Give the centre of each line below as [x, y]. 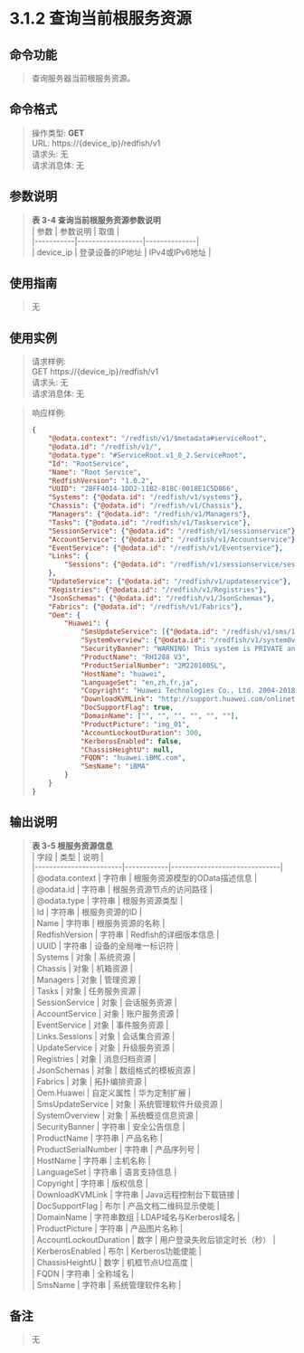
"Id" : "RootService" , [89, 464]
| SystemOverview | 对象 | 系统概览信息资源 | [115, 1115]
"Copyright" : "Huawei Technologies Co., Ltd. [167, 691]
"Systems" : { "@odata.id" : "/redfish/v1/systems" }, [146, 497]
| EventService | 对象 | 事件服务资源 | [100, 1025]
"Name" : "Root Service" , [95, 472]
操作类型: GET [58, 133]
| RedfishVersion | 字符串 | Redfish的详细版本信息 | [125, 934]
